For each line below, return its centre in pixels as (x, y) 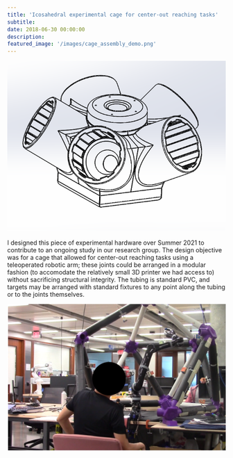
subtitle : (21, 22)
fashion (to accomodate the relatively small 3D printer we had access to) (111, 272)
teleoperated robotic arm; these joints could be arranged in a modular (107, 265)
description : (26, 37)
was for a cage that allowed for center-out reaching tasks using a (101, 257)
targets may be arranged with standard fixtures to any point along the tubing (116, 287)
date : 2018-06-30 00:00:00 (46, 29)
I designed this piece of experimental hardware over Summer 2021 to (106, 243)
